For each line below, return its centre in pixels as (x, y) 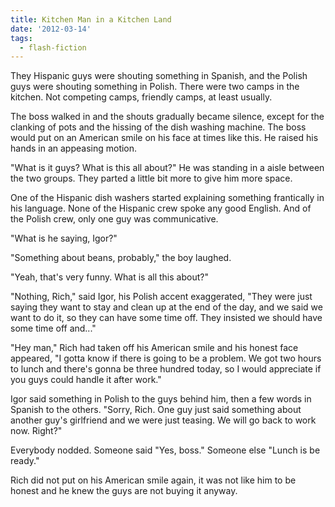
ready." (25, 461)
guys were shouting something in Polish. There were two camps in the (155, 87)
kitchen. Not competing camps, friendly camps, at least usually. (141, 97)
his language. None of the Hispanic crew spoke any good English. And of (161, 208)
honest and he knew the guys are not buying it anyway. (124, 491)
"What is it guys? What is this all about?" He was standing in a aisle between (167, 168)
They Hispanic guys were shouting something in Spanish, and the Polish (159, 76)
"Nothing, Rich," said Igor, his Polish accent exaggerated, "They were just (161, 297)
